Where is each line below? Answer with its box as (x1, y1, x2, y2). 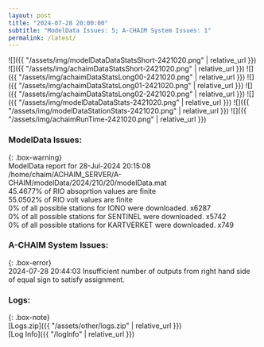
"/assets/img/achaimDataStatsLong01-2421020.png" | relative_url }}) (18, 81, 244, 91)
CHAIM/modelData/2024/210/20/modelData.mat (8, 178, 167, 187)
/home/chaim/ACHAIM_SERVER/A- (8, 169, 122, 179)
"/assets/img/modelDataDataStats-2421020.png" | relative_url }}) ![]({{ (18, 98, 250, 107)
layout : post (8, 11, 52, 20)
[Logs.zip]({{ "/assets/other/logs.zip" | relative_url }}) (8, 321, 182, 330)
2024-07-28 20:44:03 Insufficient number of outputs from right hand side (8, 266, 250, 276)
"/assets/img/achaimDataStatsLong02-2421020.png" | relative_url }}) (18, 89, 246, 99)
